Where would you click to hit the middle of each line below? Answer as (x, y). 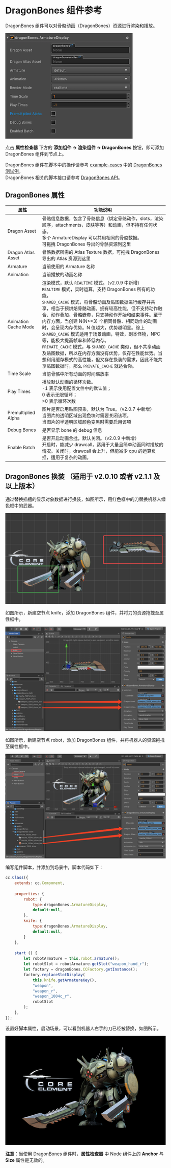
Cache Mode (21, 327)
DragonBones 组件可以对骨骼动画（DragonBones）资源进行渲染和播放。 (81, 26)
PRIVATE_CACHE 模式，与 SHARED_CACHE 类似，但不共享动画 (101, 346)
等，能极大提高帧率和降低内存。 (76, 340)
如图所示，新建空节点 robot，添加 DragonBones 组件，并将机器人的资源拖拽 (85, 740)
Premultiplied (21, 413)
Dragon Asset (22, 231)
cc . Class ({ (17, 878)
